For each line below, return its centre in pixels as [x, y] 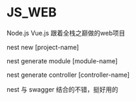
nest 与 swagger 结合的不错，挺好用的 [62, 89]
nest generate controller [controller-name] [68, 75]
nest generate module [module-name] [62, 60]
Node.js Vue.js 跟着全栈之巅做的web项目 [66, 33]
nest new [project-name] [43, 47]
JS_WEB [32, 12]
